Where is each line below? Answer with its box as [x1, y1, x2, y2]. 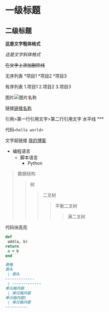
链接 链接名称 [5, 105, 32, 111]
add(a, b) [7, 239, 28, 244]
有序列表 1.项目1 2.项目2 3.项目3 [5, 84, 71, 90]
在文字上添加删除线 [5, 62, 45, 68]
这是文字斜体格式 [5, 52, 41, 57]
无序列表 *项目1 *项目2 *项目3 [5, 73, 67, 79]
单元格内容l [5, 295, 27, 300]
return [5, 244, 19, 249]
